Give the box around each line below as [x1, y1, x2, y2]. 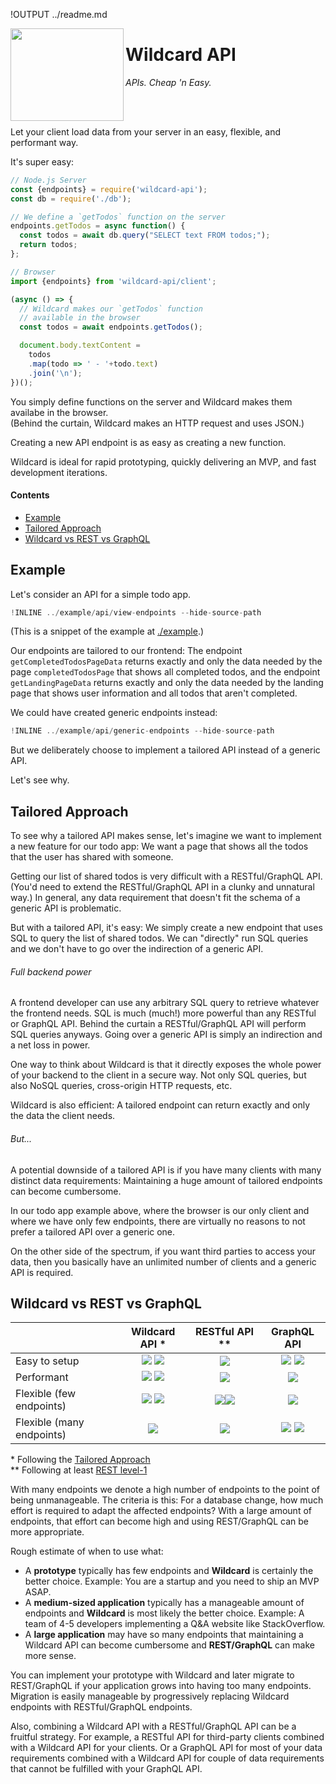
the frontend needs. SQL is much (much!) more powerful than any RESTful [10, 1007, 317, 1019]
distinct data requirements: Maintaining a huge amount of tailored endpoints [10, 1174, 323, 1186]
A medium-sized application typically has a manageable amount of [24, 1597, 305, 1609]
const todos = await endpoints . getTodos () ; [19, 322, 203, 333]
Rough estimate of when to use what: [10, 1545, 164, 1558]
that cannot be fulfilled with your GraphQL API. [10, 1763, 203, 1775]
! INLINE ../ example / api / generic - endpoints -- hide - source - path [10, 726, 275, 736]
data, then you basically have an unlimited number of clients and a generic [10, 1255, 317, 1268]
